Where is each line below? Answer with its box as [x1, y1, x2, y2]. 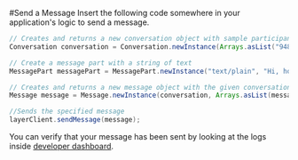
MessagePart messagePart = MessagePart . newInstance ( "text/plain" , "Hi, [9, 67, 279, 76]
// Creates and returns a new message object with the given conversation [9, 83, 292, 92]
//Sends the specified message [9, 107, 125, 116]
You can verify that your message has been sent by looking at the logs [9, 132, 267, 141]
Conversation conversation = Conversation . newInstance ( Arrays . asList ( [9, 42, 276, 52]
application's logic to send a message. [9, 17, 150, 28]
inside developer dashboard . [9, 141, 114, 151]
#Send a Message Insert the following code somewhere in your [9, 8, 241, 18]
